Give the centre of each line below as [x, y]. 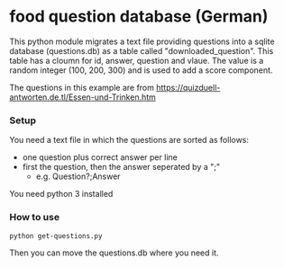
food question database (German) [139, 17]
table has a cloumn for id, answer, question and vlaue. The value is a [137, 60]
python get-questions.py [56, 236]
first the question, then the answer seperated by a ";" [121, 167]
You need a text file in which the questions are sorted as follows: [129, 140]
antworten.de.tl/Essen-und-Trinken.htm [82, 97]
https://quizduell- [188, 87]
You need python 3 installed [61, 194]
